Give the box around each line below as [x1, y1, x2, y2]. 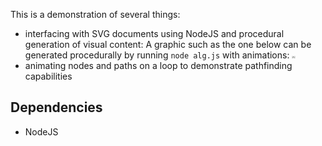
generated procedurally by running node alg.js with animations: [24, 49, 290, 61]
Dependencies [10, 99, 103, 116]
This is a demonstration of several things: [10, 9, 181, 20]
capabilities [24, 70, 73, 82]
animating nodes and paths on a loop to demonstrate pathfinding [24, 60, 293, 71]
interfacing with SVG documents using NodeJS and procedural [24, 28, 285, 39]
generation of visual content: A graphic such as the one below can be [24, 39, 312, 50]
